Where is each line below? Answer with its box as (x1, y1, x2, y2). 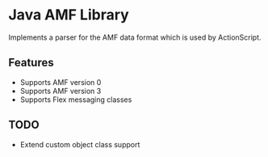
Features (8, 56, 54, 70)
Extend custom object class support (19, 139, 140, 149)
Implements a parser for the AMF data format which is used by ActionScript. (8, 32, 262, 42)
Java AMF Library (8, 6, 129, 24)
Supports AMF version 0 (19, 77, 102, 87)
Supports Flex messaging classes (19, 95, 132, 104)
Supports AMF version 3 (19, 86, 102, 95)
